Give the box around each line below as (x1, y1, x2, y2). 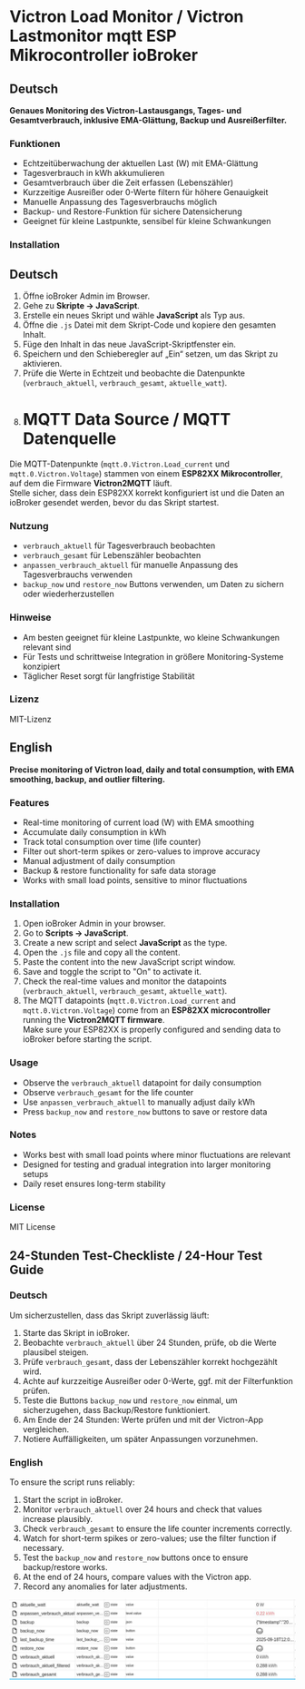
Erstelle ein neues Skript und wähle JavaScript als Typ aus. (22, 310, 246, 321)
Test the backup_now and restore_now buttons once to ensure (22, 1552, 249, 1563)
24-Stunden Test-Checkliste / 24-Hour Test (9, 1248, 263, 1263)
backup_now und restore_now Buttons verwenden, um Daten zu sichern (22, 579, 284, 590)
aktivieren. (22, 358, 63, 369)
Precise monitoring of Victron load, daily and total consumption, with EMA (9, 764, 295, 775)
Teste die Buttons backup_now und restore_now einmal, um (22, 1395, 238, 1406)
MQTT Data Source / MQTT (22, 409, 231, 430)
